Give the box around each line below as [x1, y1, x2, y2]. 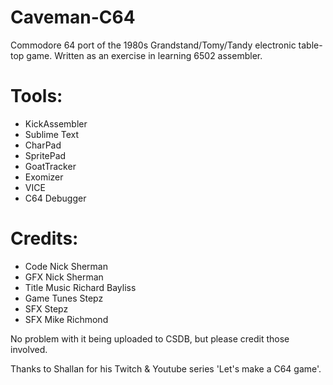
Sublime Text [24, 128, 80, 140]
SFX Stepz [24, 302, 69, 315]
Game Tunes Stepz [24, 292, 104, 304]
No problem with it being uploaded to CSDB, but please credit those [10, 332, 290, 345]
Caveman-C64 [10, 6, 136, 29]
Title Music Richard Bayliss [24, 281, 137, 293]
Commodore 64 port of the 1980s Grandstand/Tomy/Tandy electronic [10, 39, 297, 51]
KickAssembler [24, 117, 88, 130]
